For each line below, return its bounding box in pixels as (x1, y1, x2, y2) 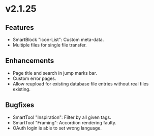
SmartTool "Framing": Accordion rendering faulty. (12, 119, 117, 125)
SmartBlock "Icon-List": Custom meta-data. (12, 36, 104, 42)
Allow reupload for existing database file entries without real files (12, 80, 149, 86)
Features (5, 23, 34, 32)
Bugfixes (5, 101, 35, 109)
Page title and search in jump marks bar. (12, 70, 98, 76)
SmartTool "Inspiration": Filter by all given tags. (12, 114, 111, 120)
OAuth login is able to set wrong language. (12, 125, 102, 131)
